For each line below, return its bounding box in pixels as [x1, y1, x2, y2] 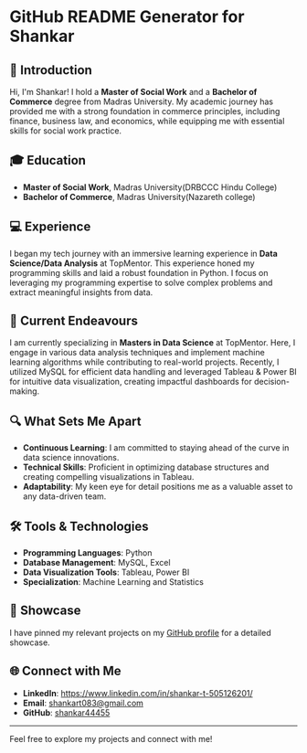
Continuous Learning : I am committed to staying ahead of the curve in [22, 442, 290, 453]
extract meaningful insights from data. [9, 286, 153, 298]
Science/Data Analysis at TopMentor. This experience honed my [9, 258, 255, 269]
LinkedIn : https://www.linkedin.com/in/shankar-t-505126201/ [22, 687, 253, 698]
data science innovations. [22, 452, 120, 463]
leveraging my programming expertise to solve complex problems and [9, 277, 273, 288]
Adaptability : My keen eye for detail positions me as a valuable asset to [22, 482, 293, 493]
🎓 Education [9, 153, 87, 168]
